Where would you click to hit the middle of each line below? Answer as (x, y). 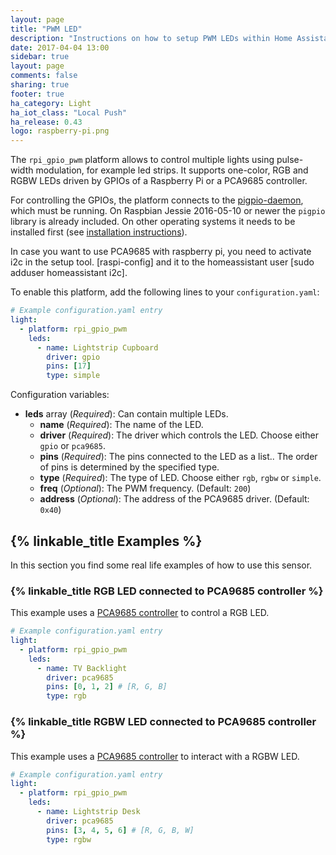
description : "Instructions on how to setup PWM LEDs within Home (151, 38)
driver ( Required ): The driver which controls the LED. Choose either (179, 435)
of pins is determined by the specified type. (129, 467)
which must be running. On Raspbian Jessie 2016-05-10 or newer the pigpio (168, 211)
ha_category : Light (51, 103)
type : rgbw (69, 839)
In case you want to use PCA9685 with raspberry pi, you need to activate (161, 252)
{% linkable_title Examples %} (106, 541)
